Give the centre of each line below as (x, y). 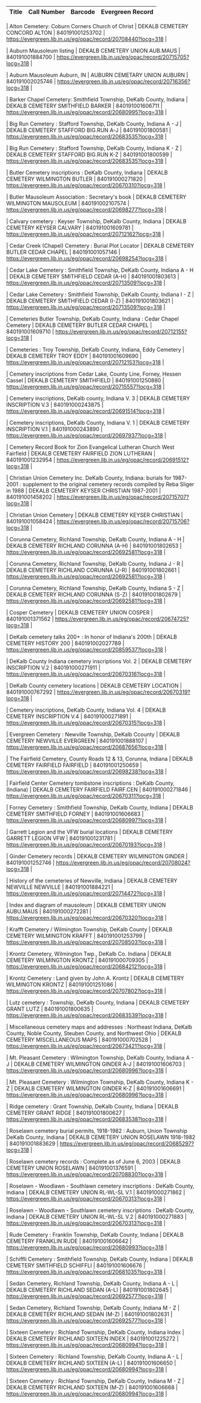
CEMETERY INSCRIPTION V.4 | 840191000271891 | (69, 716)
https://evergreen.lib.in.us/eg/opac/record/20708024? (123, 863)
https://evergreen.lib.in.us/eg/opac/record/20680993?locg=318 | (87, 1247)
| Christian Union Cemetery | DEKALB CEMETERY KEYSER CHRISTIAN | (94, 515)
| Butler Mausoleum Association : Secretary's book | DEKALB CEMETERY (96, 197)
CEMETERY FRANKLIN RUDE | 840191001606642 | (69, 1241)
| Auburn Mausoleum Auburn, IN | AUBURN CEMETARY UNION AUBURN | (97, 75)
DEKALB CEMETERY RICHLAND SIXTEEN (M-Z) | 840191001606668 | (92, 1387)
